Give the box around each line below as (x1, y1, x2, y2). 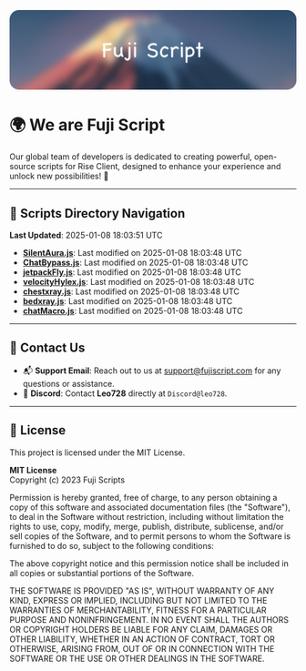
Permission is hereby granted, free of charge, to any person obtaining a (9, 492, 278, 503)
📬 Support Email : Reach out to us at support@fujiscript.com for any (22, 365, 281, 376)
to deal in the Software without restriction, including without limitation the (9, 511, 284, 522)
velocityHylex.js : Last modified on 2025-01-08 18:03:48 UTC (22, 277, 255, 288)
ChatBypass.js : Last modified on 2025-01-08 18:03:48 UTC (22, 257, 249, 269)
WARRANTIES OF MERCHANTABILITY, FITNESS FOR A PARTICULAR (9, 605, 267, 615)
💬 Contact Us (9, 341, 86, 356)
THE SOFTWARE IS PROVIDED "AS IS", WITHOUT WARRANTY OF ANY (9, 585, 275, 596)
